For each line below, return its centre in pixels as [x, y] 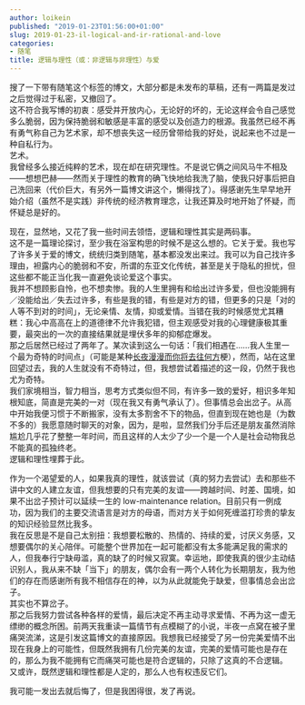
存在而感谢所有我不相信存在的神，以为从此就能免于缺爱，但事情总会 [152, 580]
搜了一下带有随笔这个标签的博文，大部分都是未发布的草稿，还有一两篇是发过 [152, 87]
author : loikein [40, 18]
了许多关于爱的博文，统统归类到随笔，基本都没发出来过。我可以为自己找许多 [152, 254]
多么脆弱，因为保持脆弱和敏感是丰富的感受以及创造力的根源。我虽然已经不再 [152, 121]
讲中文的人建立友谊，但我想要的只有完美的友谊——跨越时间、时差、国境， [148, 489]
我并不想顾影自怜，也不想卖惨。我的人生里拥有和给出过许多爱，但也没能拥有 [152, 288]
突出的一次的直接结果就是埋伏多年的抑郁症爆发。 [124, 334]
